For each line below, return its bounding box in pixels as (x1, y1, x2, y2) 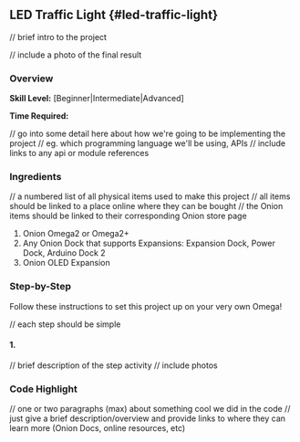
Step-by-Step (9, 280, 71, 293)
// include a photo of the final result (9, 49, 142, 60)
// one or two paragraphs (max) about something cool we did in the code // (9, 404, 291, 415)
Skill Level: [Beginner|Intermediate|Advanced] (9, 93, 184, 104)
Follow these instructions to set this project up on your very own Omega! (9, 300, 283, 311)
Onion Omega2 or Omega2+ (22, 228, 129, 239)
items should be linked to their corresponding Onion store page (9, 210, 248, 222)
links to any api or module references (9, 148, 150, 159)
